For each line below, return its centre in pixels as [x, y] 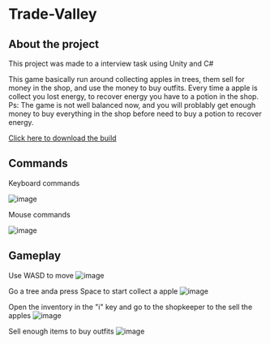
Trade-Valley [53, 14]
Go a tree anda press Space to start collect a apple [93, 291]
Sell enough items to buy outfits [62, 331]
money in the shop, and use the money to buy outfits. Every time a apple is [133, 88]
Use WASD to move [41, 275]
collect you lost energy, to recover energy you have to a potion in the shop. [134, 97]
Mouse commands [39, 214]
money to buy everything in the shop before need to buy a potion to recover [135, 114]
